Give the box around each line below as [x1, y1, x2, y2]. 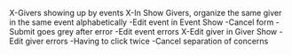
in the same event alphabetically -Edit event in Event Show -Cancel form [9, 17, 274, 27]
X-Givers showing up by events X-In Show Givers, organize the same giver [9, 8, 282, 18]
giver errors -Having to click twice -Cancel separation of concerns [25, 35, 269, 46]
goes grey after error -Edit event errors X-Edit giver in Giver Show [36, 27, 278, 36]
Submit [9, 27, 36, 36]
